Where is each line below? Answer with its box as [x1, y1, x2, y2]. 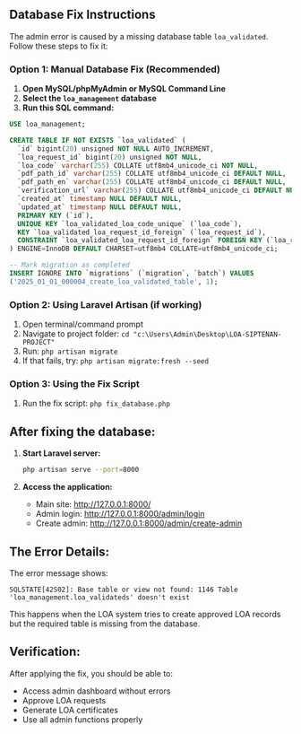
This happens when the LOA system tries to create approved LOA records [9, 608, 281, 619]
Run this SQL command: [21, 102, 115, 113]
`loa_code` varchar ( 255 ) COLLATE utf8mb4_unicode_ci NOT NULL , [17, 161, 258, 170]
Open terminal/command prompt [21, 319, 143, 330]
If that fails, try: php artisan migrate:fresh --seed [21, 355, 209, 366]
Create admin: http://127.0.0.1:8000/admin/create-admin [35, 518, 243, 529]
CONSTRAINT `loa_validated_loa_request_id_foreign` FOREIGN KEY [17, 236, 262, 245]
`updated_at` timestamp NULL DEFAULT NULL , [17, 202, 182, 212]
